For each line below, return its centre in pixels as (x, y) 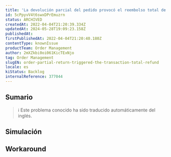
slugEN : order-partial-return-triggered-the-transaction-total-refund (82, 62)
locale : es (17, 67)
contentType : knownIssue (32, 43)
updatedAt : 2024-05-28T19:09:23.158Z (46, 29)
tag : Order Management (29, 58)
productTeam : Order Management (39, 48)
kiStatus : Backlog (25, 72)
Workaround (26, 149)
